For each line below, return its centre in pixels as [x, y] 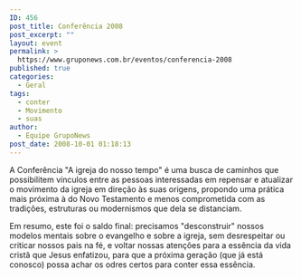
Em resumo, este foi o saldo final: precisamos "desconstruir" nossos [137, 226]
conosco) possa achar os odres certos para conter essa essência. [132, 265]
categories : [32, 77]
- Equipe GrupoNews [54, 136]
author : [24, 128]
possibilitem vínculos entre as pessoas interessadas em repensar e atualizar [151, 179]
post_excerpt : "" [42, 34]
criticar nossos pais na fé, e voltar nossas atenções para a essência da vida [150, 245]
